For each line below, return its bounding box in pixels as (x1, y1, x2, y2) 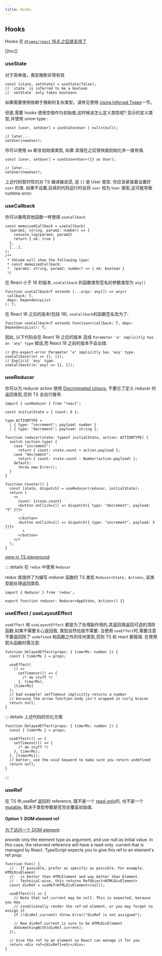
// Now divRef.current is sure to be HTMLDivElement (14, 921, 123, 926)
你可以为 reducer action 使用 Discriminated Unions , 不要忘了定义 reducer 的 (5, 385, 156, 391)
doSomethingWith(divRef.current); (14, 925, 83, 930)
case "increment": (14, 444, 51, 449)
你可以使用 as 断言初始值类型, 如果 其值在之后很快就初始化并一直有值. (5, 147, 145, 153)
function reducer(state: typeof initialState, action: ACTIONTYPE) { (5, 435, 149, 440)
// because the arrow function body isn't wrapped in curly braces (9, 696, 149, 701)
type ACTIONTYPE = (5, 418, 42, 423)
